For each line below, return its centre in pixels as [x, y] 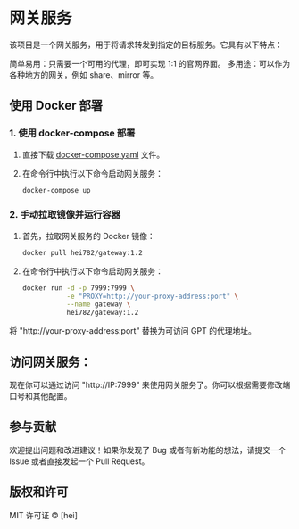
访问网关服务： [50, 362]
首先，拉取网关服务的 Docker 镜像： [88, 236]
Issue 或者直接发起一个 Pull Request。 [79, 461]
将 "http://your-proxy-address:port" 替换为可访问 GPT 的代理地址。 [133, 331]
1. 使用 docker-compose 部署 [72, 133]
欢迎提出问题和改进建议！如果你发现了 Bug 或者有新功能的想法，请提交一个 [148, 450]
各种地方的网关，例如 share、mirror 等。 [84, 74]
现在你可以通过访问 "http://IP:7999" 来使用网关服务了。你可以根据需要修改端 [150, 384]
